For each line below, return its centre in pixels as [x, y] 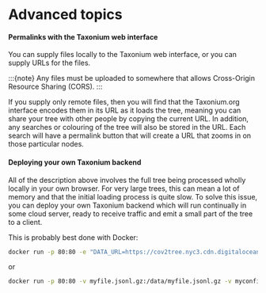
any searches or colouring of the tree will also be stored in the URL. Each [127, 127]
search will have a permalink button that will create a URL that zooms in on [130, 135]
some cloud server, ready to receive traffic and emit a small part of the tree [131, 213]
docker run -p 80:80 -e [47, 252]
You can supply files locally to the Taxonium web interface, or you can [123, 55]
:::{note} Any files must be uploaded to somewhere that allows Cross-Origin [132, 78]
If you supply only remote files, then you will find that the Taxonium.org [124, 102]
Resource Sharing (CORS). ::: [55, 87]
